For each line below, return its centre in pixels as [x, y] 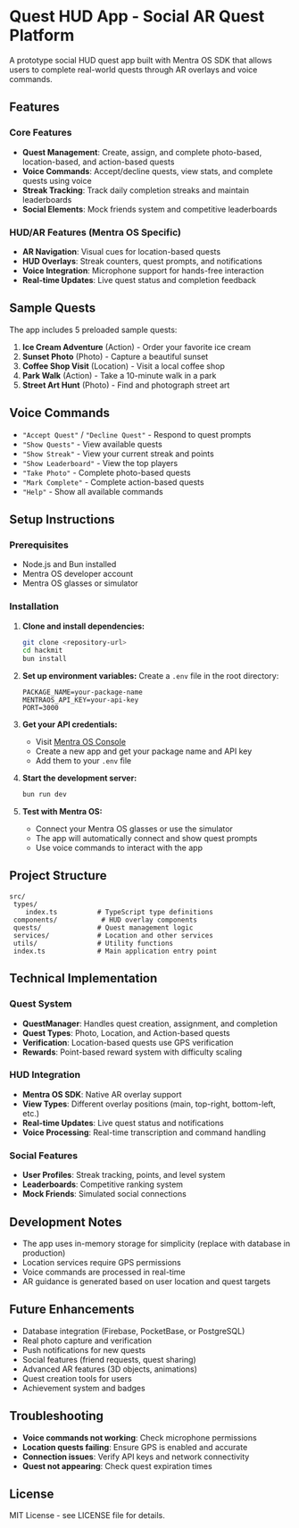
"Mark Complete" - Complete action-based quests [113, 482]
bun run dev [44, 795]
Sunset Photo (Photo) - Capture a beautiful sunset [115, 356]
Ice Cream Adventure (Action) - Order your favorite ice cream [137, 347]
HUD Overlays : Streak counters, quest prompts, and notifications [142, 261]
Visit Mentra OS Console [81, 742]
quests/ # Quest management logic [103, 927]
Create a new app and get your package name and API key [144, 751]
